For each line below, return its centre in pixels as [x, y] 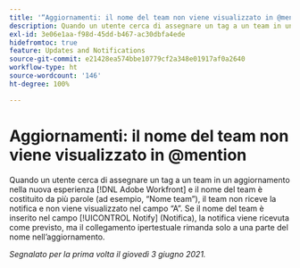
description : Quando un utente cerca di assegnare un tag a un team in [145, 26]
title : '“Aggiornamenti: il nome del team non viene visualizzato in [142, 17]
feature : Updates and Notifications [77, 51]
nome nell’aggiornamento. [57, 237]
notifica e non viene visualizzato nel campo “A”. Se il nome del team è [137, 208]
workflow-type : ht [43, 68]
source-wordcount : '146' [55, 76]
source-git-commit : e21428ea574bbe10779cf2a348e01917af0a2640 [127, 59]
